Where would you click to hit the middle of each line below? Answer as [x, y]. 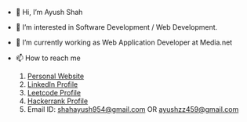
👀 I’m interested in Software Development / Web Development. [116, 27]
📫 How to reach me [48, 58]
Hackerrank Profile [58, 101]
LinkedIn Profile [53, 84]
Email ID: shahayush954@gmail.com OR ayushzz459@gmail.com [133, 109]
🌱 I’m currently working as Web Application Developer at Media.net [124, 42]
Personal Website [56, 76]
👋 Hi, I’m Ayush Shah [49, 12]
